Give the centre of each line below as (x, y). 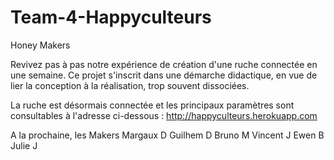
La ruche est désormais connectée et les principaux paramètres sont (152, 105)
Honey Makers (40, 45)
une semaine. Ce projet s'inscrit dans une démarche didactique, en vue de (164, 75)
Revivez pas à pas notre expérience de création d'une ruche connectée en (164, 64)
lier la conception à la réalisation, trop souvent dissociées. (130, 85)
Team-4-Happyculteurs (111, 17)
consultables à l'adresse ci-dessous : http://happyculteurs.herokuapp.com (164, 115)
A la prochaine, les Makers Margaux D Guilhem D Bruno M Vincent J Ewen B (167, 135)
